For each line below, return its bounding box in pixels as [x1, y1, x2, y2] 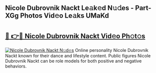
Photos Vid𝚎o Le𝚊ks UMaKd [20, 12, 109, 20]
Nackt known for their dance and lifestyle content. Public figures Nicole [5, 53, 151, 58]
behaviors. [5, 63, 27, 69]
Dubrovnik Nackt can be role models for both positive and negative [5, 58, 142, 64]
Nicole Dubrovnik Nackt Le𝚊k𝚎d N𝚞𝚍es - [5, 4, 134, 12]
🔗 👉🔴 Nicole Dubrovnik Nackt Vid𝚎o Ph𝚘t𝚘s [5, 32, 146, 40]
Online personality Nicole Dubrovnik [75, 48, 149, 53]
